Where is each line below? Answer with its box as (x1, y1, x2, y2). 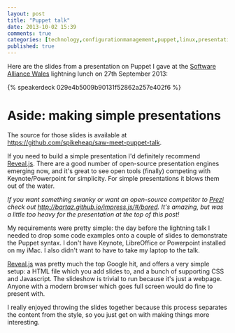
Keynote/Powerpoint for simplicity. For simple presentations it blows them (7, 174, 220, 182)
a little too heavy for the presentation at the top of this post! (7, 210, 180, 218)
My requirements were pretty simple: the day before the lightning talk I (7, 224, 211, 232)
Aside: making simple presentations (7, 108, 222, 123)
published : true (7, 43, 55, 50)
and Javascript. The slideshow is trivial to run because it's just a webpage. (7, 274, 222, 283)
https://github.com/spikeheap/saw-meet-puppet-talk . (7, 138, 162, 147)
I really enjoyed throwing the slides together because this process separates (7, 303, 227, 311)
